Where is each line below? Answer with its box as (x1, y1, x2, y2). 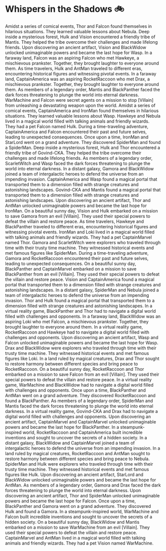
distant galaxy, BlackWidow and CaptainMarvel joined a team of (5, 440, 135, 446)
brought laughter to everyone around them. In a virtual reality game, (5, 324, 143, 330)
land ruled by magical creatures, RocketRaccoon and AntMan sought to (5, 450, 151, 456)
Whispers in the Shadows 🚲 (5, 3, 124, 15)
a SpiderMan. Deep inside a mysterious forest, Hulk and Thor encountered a (5, 144, 161, 150)
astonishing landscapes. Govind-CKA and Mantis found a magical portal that (5, 187, 161, 193)
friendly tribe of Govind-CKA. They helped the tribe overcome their (5, 149, 142, 156)
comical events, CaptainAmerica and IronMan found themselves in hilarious (5, 107, 159, 114)
